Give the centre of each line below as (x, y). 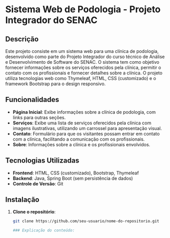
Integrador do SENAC (52, 20)
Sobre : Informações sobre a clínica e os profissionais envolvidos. (81, 144)
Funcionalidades (32, 100)
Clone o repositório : (34, 212)
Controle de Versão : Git (38, 183)
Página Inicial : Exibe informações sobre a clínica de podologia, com (84, 112)
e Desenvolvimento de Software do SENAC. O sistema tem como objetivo (82, 62)
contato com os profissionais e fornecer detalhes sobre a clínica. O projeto (84, 73)
